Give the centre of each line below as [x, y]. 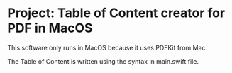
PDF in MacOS [50, 28]
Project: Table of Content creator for [116, 13]
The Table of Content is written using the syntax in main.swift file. [103, 61]
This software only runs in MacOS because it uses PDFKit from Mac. [107, 47]
